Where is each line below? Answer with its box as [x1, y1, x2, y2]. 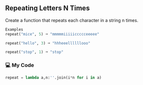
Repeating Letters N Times [5, 4, 90, 12]
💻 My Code [5, 62, 34, 69]
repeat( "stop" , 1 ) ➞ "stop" [5, 49, 64, 54]
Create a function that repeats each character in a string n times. [5, 17, 138, 23]
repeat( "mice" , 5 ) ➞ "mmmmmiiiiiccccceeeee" [5, 31, 99, 36]
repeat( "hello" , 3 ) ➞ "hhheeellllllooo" [5, 40, 91, 45]
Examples [5, 27, 23, 32]
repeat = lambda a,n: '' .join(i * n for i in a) [5, 75, 101, 80]
